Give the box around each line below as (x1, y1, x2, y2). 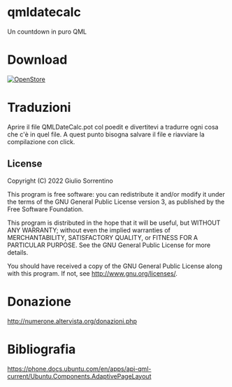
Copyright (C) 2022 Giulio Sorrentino (7, 176, 113, 185)
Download (7, 52, 68, 68)
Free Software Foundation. (7, 204, 84, 213)
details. (7, 248, 29, 256)
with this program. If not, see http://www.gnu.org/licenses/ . (7, 269, 178, 277)
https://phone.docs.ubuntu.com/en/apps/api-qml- (7, 365, 152, 373)
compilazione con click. (7, 137, 75, 146)
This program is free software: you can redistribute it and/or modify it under (7, 190, 225, 198)
